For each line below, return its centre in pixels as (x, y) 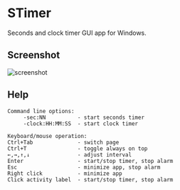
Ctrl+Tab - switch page (63, 142)
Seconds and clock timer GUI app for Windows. (77, 33)
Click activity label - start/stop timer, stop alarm (90, 179)
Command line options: (41, 111)
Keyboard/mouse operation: (47, 136)
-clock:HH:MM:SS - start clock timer (81, 123)
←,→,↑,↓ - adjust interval (70, 154)
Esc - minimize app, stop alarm (84, 167)
